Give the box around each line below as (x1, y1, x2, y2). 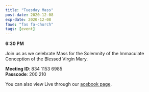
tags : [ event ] (5, 27, 36, 32)
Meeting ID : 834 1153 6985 (5, 66, 63, 72)
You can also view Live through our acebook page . (5, 81, 112, 87)
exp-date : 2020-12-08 (5, 17, 52, 22)
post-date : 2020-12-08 (5, 12, 54, 17)
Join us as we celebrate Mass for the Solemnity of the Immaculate (5, 51, 144, 57)
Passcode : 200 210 (5, 71, 46, 77)
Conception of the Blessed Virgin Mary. (5, 56, 88, 62)
